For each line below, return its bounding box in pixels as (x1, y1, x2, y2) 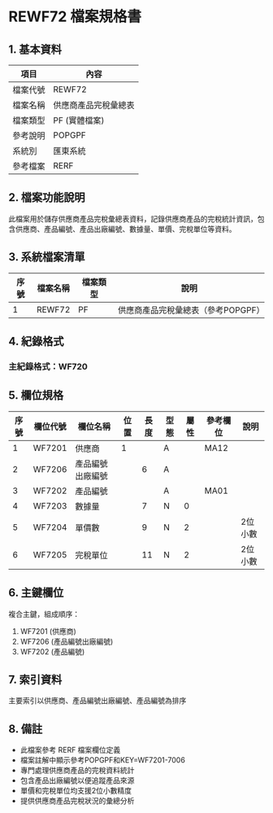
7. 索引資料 (8, 672, 63, 686)
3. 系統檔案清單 (8, 250, 85, 264)
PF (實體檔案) (53, 115, 105, 126)
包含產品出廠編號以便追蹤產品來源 (19, 776, 135, 785)
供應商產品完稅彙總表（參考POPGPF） (117, 304, 265, 316)
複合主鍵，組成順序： (8, 609, 80, 618)
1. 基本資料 (8, 42, 63, 56)
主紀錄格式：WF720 (8, 361, 88, 372)
